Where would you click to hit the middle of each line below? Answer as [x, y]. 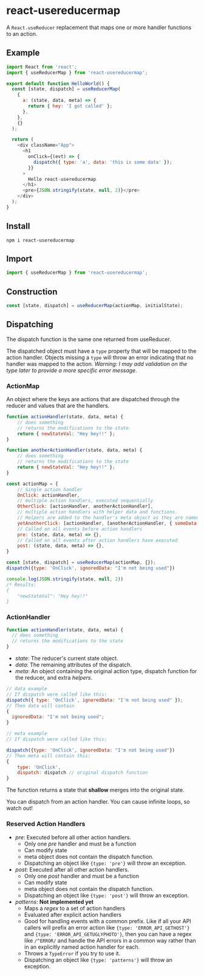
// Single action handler [50, 489]
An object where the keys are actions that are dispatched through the [93, 399]
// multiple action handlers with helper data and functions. [97, 512]
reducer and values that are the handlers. [58, 406]
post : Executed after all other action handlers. [72, 869]
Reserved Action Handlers [46, 824]
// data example [27, 689]
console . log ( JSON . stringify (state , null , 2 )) [65, 579]
